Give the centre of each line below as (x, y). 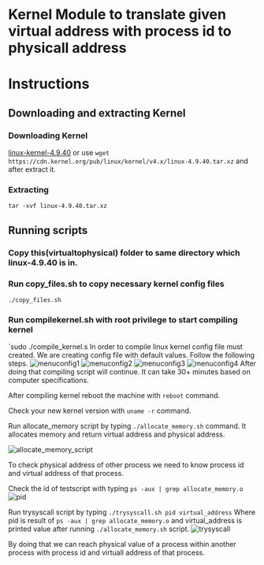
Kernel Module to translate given (117, 15)
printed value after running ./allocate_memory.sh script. (99, 529)
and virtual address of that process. (66, 474)
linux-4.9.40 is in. (43, 262)
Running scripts (48, 230)
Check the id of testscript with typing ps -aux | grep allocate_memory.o (126, 489)
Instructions (49, 84)
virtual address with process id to (120, 31)
